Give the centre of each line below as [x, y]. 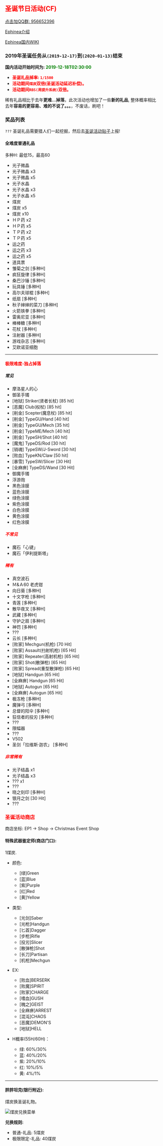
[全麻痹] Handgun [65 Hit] [38, 681]
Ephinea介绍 [17, 32]
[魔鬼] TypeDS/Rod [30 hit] [39, 443]
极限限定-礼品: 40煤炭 [34, 1138]
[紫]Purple [30, 885]
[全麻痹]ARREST [35, 1010]
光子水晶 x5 [24, 195]
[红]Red [27, 891]
